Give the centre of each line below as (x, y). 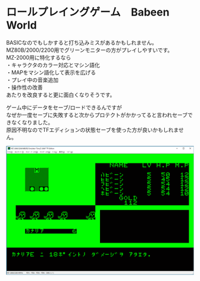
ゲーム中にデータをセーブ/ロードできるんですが (64, 107)
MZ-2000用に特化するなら (39, 57)
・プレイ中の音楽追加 (32, 80)
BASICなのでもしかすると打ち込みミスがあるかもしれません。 (82, 42)
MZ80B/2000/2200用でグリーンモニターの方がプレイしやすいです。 (90, 50)
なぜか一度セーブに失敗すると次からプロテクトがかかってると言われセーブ (97, 115)
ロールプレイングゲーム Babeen (88, 12)
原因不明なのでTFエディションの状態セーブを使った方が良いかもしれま (93, 129)
